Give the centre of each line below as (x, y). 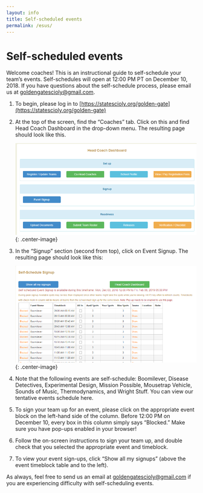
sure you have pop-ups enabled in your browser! (76, 429)
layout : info (23, 13)
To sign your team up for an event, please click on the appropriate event (105, 410)
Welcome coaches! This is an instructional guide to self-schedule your (94, 73)
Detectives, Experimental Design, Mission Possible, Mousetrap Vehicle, (103, 385)
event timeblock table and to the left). (62, 465)
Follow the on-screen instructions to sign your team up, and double (98, 440)
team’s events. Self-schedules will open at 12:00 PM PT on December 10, (97, 79)
